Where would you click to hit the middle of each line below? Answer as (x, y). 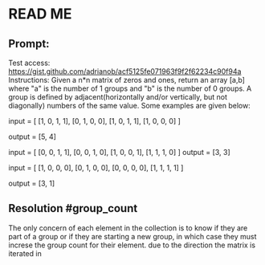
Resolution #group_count (73, 208)
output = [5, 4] (32, 137)
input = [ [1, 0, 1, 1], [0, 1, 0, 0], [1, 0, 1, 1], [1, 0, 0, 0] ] (94, 121)
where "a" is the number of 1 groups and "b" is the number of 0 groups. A (130, 88)
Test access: (29, 63)
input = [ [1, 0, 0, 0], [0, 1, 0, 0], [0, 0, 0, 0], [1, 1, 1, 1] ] (96, 168)
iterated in (25, 253)
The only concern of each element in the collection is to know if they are (128, 228)
